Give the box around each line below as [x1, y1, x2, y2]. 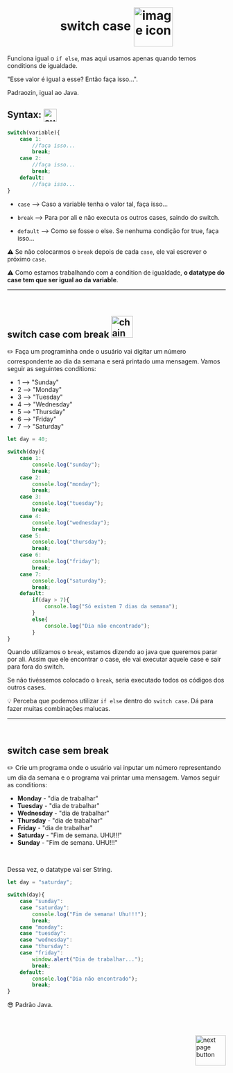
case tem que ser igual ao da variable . [7, 275, 119, 284]
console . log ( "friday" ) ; [32, 558, 101, 565]
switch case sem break [7, 744, 109, 756]
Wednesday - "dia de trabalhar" [17, 809, 110, 818]
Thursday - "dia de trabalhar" [17, 816, 103, 825]
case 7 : [19, 571, 42, 578]
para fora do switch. [7, 662, 64, 671]
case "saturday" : [19, 904, 70, 911]
